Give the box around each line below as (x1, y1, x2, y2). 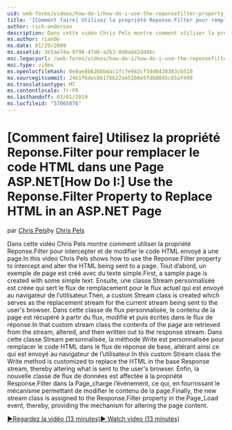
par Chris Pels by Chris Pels (7, 226, 85, 234)
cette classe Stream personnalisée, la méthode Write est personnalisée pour (7, 335, 224, 343)
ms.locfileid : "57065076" (7, 100, 81, 107)
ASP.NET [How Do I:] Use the (7, 174, 173, 190)
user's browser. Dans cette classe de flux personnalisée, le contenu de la (7, 306, 215, 314)
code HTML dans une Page (7, 160, 164, 175)
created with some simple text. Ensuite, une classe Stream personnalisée (7, 276, 215, 284)
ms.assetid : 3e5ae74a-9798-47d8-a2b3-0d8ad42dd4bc (7, 49, 156, 56)
